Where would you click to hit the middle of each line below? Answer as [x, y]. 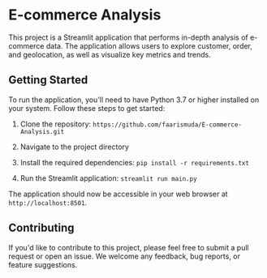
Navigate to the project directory [75, 147]
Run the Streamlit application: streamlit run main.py [108, 178]
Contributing [41, 228]
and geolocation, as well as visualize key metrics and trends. [110, 54]
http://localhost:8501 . [48, 202]
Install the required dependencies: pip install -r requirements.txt [135, 162]
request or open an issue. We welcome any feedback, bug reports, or [125, 256]
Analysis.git [42, 131]
